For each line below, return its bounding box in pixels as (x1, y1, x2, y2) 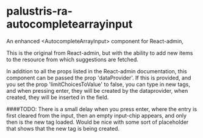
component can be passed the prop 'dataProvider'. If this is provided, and (6, 74, 191, 81)
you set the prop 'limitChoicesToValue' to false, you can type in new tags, (6, 81, 190, 88)
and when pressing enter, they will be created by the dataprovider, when (6, 87, 188, 94)
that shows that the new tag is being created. (6, 125, 120, 132)
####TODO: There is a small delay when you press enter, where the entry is (6, 105, 197, 112)
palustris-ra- (6, 4, 73, 18)
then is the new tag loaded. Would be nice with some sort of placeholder (6, 118, 189, 126)
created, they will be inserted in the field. (6, 93, 109, 101)
